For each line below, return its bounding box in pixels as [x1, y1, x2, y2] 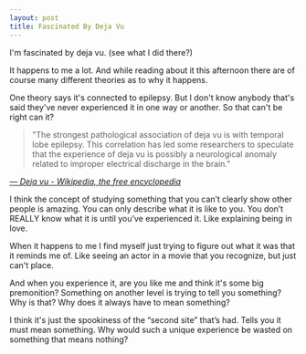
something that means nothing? [9, 334, 129, 345]
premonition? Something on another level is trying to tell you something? [9, 286, 282, 297]
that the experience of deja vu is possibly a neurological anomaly [31, 148, 277, 160]
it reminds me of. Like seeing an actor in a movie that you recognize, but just [9, 250, 297, 261]
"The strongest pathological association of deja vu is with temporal [31, 129, 285, 140]
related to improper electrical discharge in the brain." [31, 158, 231, 169]
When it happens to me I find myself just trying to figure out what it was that [9, 240, 295, 251]
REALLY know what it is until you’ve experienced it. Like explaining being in [9, 213, 292, 224]
